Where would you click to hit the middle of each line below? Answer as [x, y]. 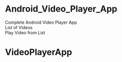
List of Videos [19, 27]
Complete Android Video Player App [41, 22]
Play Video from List [25, 32]
